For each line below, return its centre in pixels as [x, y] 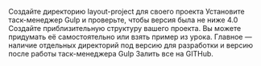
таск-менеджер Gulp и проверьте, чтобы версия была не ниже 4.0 [123, 20]
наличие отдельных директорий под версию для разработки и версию [131, 45]
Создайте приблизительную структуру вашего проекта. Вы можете [125, 28]
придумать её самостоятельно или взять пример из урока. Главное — [130, 37]
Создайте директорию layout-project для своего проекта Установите [126, 12]
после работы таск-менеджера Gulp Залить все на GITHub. [111, 54]
